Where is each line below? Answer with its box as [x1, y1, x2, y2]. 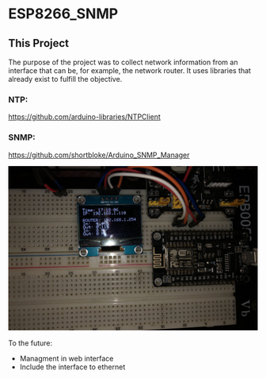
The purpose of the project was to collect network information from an [8, 57, 238, 67]
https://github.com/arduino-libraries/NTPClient [8, 112, 161, 121]
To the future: [8, 338, 53, 348]
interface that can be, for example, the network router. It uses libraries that [8, 66, 252, 75]
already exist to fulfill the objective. [8, 75, 123, 83]
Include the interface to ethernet [19, 362, 126, 372]
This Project [8, 37, 70, 50]
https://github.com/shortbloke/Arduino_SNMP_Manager [8, 150, 190, 160]
